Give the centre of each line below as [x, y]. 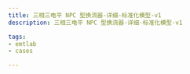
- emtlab [22, 44]
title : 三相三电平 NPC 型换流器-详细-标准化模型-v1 [85, 15]
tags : [17, 37]
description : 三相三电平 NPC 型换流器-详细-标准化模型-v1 [95, 23]
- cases [21, 51]
